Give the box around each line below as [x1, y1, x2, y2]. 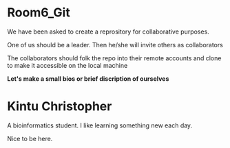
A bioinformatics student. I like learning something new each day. [7, 121, 193, 129]
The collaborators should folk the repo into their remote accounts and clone [7, 53, 222, 62]
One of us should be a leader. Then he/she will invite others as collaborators [7, 40, 224, 49]
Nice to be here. [7, 134, 53, 143]
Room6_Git [7, 5, 70, 21]
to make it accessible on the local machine [7, 61, 128, 69]
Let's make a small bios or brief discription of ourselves [7, 74, 169, 83]
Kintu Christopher [7, 99, 112, 114]
